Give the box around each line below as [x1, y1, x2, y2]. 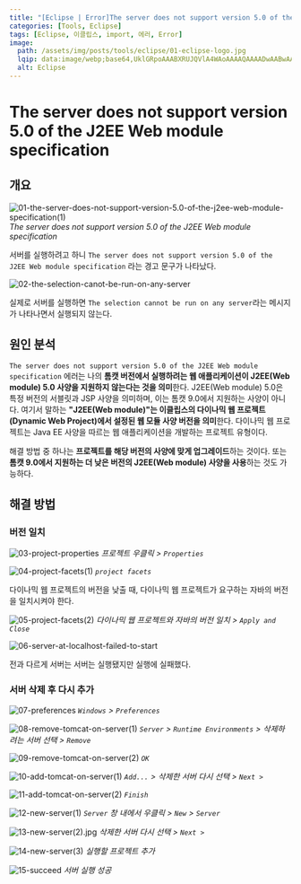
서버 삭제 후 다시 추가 [9, 684, 94, 696]
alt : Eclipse [17, 64, 66, 73]
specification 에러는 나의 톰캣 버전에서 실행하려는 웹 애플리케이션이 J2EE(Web [9, 370, 290, 381]
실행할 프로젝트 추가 [85, 845, 155, 856]
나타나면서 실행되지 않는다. [18, 308, 113, 319]
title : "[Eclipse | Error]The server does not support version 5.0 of [9, 13, 279, 22]
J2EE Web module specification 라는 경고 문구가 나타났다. [9, 260, 217, 271]
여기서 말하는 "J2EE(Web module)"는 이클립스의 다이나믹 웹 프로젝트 [21, 404, 266, 415]
